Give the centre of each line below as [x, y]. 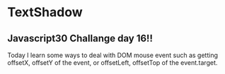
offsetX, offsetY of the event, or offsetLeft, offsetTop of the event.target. [112, 63]
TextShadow [45, 12]
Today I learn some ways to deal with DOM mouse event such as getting [112, 55]
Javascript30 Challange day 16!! [80, 38]
